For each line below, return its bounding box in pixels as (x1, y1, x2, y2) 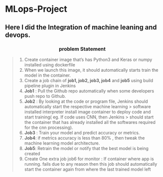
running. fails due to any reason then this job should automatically (24, 161, 158, 167)
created (24, 150, 40, 156)
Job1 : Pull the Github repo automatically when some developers (24, 88, 154, 94)
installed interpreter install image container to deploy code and (24, 109, 151, 115)
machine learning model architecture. (24, 140, 100, 146)
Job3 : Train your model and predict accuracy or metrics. (24, 129, 140, 136)
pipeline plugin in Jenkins (24, 83, 76, 88)
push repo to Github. (24, 93, 66, 99)
